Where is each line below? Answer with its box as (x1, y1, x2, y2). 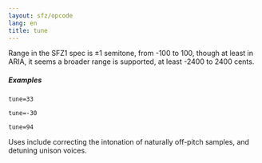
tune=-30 (8, 109, 38, 117)
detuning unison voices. (8, 145, 87, 156)
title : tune (8, 26, 48, 34)
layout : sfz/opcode (8, 11, 73, 20)
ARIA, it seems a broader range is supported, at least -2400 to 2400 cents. (8, 57, 255, 66)
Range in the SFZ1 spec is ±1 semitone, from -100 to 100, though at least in (8, 49, 254, 58)
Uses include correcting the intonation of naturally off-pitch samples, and (8, 137, 250, 147)
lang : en (8, 19, 38, 27)
